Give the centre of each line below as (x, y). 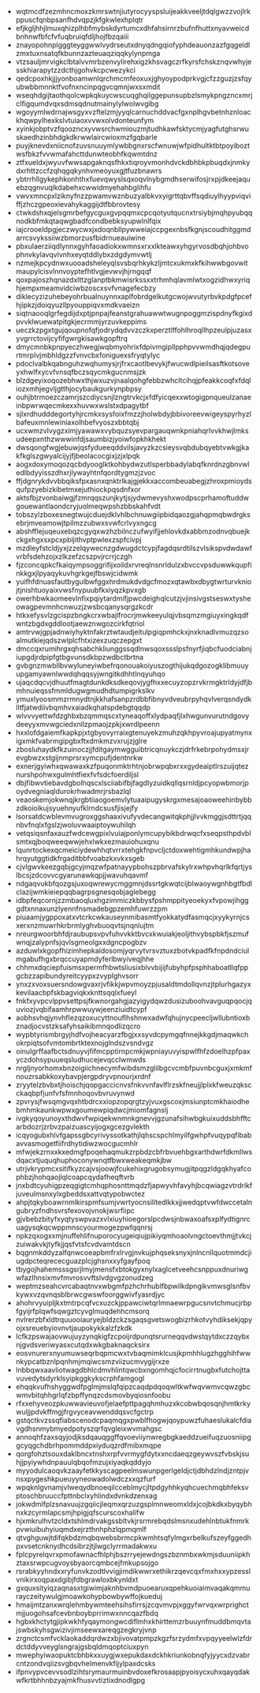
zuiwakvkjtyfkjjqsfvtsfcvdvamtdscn (73, 1244)
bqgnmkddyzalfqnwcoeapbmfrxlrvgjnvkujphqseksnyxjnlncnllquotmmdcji (134, 1253)
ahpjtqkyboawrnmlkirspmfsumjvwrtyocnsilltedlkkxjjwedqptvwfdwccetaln (134, 1202)
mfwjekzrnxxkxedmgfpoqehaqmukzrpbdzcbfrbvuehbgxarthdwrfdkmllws (134, 1152)
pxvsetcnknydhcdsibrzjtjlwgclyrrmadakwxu (86, 1546)
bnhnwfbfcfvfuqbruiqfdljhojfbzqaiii (72, 36)
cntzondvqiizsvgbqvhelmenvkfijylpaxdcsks (85, 1663)
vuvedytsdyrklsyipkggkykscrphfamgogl (80, 1378)
